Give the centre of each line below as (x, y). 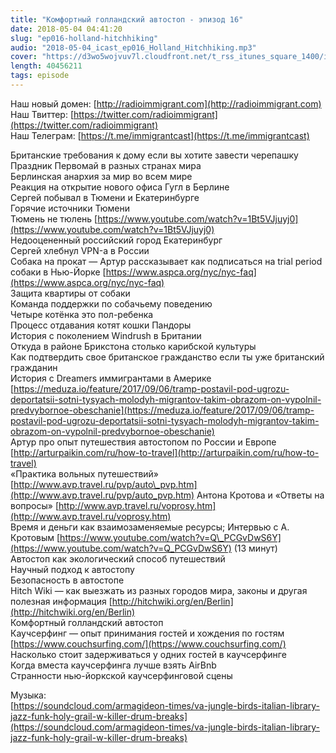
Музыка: (28, 695)
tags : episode (40, 76)
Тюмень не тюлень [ (54, 218)
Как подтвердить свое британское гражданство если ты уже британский (167, 357)
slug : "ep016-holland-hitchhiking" (84, 38)
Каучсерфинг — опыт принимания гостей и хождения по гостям (147, 633)
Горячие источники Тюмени (70, 208)
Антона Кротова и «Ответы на (260, 495)
